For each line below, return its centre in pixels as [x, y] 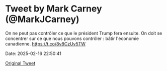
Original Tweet [20, 63]
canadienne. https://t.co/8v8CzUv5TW [46, 43]
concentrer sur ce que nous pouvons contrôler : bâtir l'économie [72, 38]
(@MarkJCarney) [42, 19]
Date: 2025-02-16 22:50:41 [33, 53]
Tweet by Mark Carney [54, 9]
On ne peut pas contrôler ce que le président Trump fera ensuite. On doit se [84, 33]
